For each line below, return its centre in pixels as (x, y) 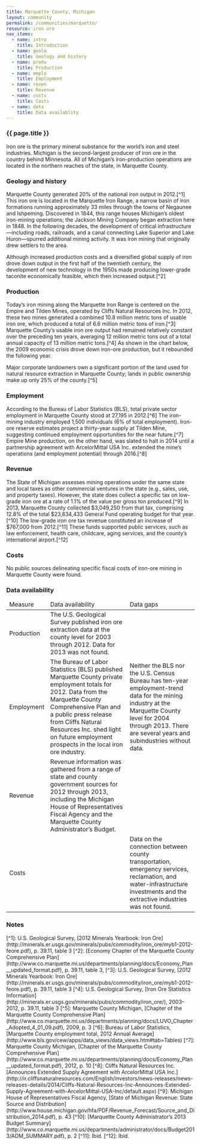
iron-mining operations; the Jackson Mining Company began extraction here (100, 219)
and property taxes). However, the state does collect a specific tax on (92, 495)
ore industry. (68, 752)
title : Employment (40, 79)
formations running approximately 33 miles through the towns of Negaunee (99, 207)
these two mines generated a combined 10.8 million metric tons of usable (96, 317)
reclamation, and (153, 876)
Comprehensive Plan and (85, 707)
